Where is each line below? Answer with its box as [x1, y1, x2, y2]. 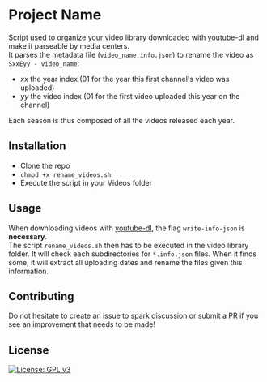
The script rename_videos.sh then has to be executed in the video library [8, 240, 249, 250]
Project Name [8, 6, 102, 24]
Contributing [8, 290, 74, 303]
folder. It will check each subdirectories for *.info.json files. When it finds [8, 249, 257, 259]
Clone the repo [19, 161, 70, 170]
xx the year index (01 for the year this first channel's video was [19, 74, 230, 84]
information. [8, 266, 49, 276]
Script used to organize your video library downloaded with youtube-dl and [8, 32, 259, 42]
